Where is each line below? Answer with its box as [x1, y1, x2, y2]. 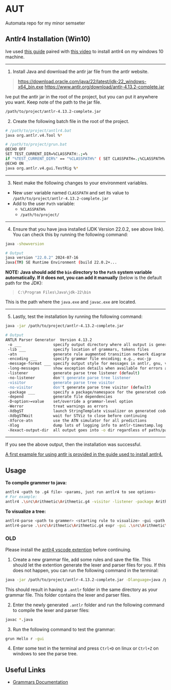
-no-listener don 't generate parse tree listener [7, 375, 131, 380]
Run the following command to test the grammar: [12, 626, 116, 632]
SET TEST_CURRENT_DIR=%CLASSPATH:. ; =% [5, 152, 88, 157]
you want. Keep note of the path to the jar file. [5, 99, 102, 105]
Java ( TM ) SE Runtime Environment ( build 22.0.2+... [5, 260, 117, 265]
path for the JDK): [5, 280, 43, 286]
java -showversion [5, 241, 44, 247]
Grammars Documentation [12, 679, 68, 685]
